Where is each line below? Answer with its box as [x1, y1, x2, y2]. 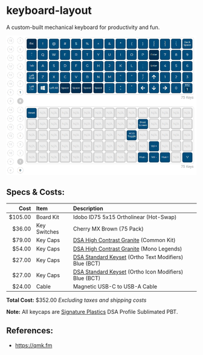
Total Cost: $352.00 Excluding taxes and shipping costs [6, 296, 147, 304]
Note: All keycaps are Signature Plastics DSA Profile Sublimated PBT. [6, 308, 178, 315]
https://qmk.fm [14, 342, 53, 349]
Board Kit [36, 213, 59, 220]
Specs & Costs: [6, 187, 65, 197]
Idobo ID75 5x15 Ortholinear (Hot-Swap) [72, 213, 177, 220]
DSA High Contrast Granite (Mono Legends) [72, 245, 182, 252]
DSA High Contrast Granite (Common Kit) [72, 237, 176, 244]
